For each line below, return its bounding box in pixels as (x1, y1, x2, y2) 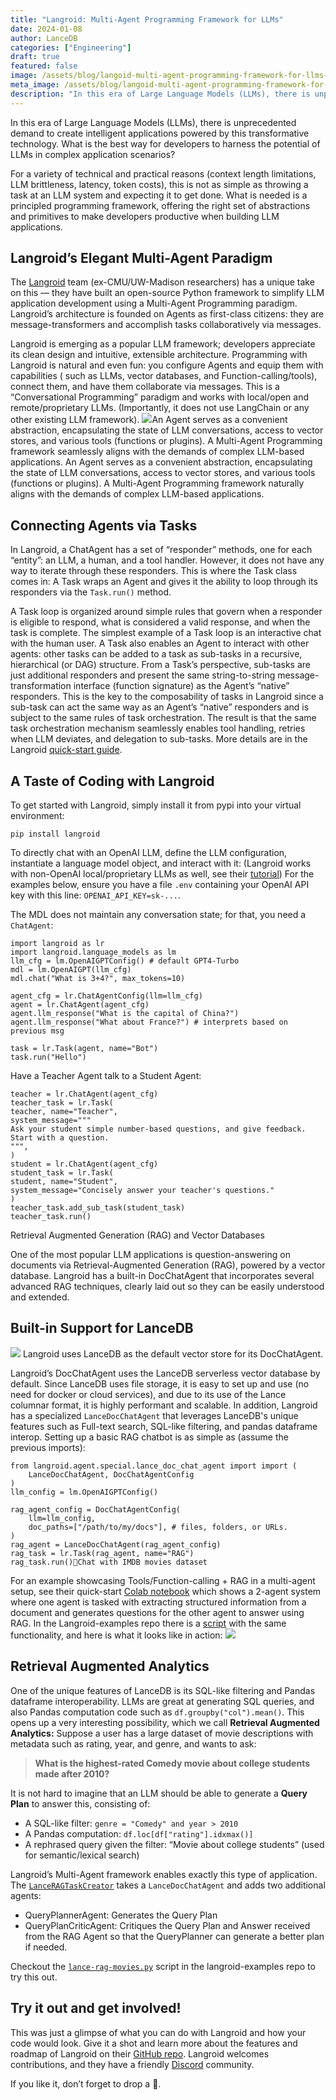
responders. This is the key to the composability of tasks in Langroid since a (10, 691, 324, 703)
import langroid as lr (10, 939, 105, 949)
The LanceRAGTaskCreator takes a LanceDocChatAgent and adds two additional (10, 1879, 326, 1891)
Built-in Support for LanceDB (10, 1320, 194, 1337)
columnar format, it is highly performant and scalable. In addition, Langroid (10, 1399, 318, 1411)
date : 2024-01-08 (10, 24, 83, 34)
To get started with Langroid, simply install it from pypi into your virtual (10, 799, 302, 811)
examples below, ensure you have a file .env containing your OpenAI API (10, 879, 310, 891)
